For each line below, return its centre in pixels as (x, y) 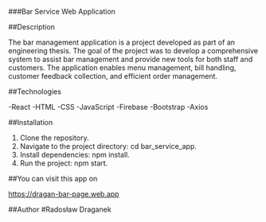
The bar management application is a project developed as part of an (122, 42)
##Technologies (35, 92)
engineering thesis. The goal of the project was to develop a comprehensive (133, 51)
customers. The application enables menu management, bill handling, (122, 68)
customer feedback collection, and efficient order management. (113, 76)
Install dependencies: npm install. (74, 155)
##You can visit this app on (53, 179)
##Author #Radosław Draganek (60, 209)
